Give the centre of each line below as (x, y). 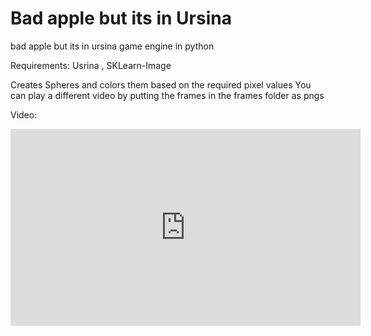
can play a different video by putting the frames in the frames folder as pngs (167, 95)
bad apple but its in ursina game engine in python (112, 46)
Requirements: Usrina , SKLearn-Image (91, 65)
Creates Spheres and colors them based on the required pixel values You (161, 84)
